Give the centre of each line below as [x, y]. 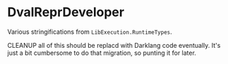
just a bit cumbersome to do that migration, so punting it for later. [102, 53]
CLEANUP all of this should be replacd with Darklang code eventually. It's [114, 45]
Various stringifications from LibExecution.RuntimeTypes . [90, 32]
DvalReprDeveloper [66, 12]
